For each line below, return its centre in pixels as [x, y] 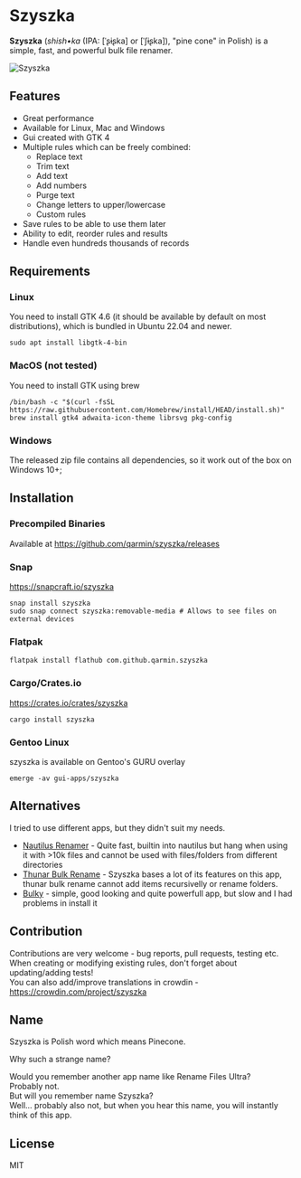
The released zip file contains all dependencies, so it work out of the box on [150, 460]
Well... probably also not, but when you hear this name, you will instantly [144, 1106]
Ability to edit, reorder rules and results [95, 233]
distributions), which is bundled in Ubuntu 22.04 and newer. [121, 326]
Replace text [59, 156]
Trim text [52, 166]
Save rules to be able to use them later [94, 223]
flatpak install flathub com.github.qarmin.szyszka [108, 661]
